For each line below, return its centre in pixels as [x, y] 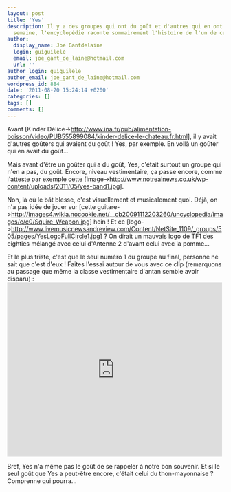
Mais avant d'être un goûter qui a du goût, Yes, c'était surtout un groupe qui [114, 164]
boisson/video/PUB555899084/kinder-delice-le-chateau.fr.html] [99, 136]
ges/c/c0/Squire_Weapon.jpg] [50, 222]
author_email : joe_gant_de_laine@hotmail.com [73, 77]
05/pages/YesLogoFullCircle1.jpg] [55, 236]
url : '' [24, 65]
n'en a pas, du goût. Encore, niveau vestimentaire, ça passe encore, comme [115, 171]
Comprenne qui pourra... [42, 481]
